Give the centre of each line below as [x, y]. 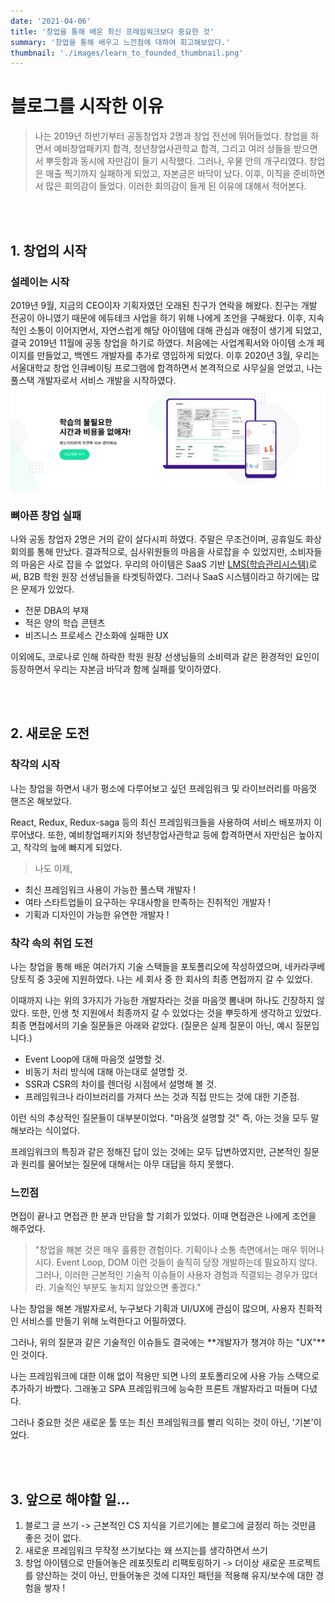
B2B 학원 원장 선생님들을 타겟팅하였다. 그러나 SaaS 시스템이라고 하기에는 [166, 576]
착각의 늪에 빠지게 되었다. [73, 847]
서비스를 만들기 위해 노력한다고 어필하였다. [103, 1321]
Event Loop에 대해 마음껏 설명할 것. [94, 1059]
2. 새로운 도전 [50, 733]
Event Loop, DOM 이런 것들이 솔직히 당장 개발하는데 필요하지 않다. [187, 1262]
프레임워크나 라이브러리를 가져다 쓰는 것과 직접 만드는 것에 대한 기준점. [162, 1096]
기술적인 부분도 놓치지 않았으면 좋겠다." [125, 1287]
